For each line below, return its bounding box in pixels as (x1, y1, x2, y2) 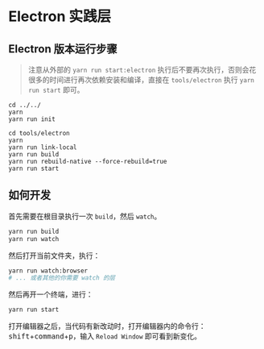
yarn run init (8, 115, 56, 123)
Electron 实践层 (8, 7, 111, 26)
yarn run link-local (8, 143, 78, 152)
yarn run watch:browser (8, 267, 89, 275)
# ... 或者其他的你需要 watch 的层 (8, 274, 115, 282)
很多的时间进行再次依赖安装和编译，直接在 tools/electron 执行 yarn (27, 75, 255, 85)
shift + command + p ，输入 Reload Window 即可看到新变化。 (8, 331, 202, 341)
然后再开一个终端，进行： (8, 289, 93, 299)
